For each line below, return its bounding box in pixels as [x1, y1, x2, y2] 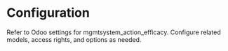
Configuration [6, 5, 90, 21]
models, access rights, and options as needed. [6, 35, 142, 43]
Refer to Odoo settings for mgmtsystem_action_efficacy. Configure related [6, 28, 222, 36]
